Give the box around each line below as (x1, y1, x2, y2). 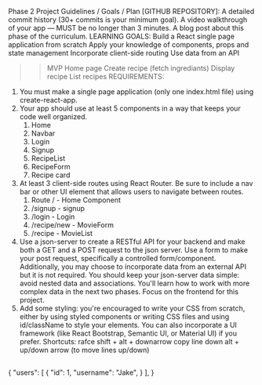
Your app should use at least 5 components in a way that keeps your (19, 104, 241, 113)
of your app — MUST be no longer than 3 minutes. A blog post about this (8, 24, 245, 32)
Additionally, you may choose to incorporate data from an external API (19, 262, 247, 271)
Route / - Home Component (31, 195, 122, 205)
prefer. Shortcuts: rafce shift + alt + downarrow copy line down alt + (19, 337, 239, 346)
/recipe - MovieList (31, 229, 93, 238)
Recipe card (31, 170, 71, 180)
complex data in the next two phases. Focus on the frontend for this (19, 287, 239, 296)
